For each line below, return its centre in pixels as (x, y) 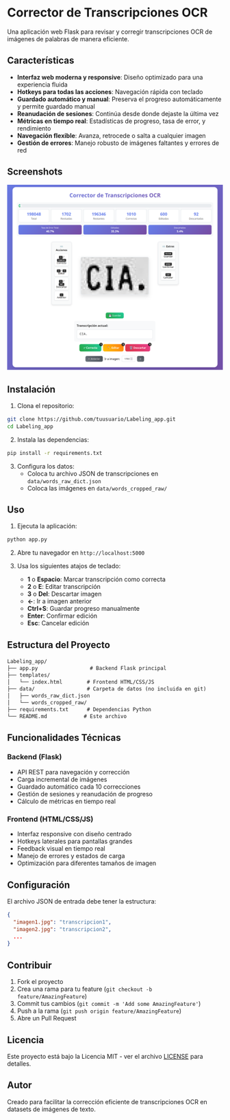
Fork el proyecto (40, 982)
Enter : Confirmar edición (62, 616)
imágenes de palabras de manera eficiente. (68, 38)
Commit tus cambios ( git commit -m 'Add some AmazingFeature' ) (109, 1004)
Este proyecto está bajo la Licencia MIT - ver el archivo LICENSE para (105, 1056)
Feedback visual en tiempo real (61, 849)
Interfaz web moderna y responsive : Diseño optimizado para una (110, 77)
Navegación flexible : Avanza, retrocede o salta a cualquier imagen (112, 135)
